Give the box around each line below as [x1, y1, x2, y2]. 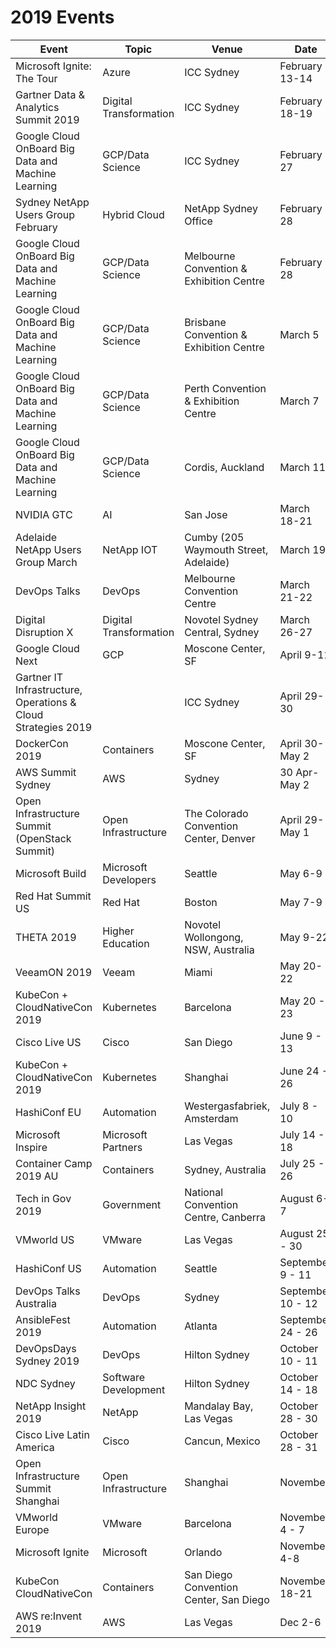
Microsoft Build [15, 866, 87, 880]
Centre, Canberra [184, 1210, 267, 1224]
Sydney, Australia [184, 1162, 267, 1176]
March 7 [279, 394, 320, 408]
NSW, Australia [184, 942, 255, 956]
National [184, 1185, 224, 1199]
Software [102, 1370, 146, 1384]
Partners [102, 1140, 143, 1154]
